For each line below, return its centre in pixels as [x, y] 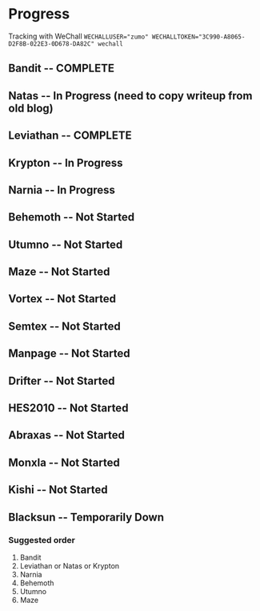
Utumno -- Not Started [66, 244]
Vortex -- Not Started [62, 299]
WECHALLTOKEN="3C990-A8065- [198, 37]
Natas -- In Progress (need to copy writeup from [130, 96]
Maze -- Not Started [59, 272]
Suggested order [42, 540]
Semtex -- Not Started [65, 326]
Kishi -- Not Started [58, 490]
